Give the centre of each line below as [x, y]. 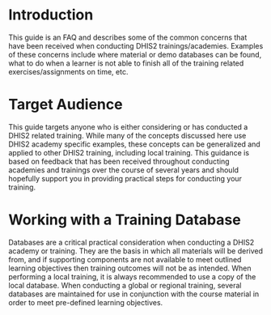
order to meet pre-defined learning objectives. [86, 302]
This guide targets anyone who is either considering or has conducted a [128, 126]
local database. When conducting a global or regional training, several [125, 285]
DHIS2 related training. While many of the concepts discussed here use [127, 135]
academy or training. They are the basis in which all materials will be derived [136, 251]
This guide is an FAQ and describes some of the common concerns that [128, 37]
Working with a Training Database [125, 220]
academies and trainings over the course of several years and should [124, 170]
